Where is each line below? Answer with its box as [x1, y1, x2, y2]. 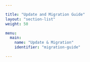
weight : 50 [5, 21, 28, 26]
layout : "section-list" [5, 16, 56, 22]
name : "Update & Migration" [14, 40, 74, 45]
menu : [5, 30, 17, 36]
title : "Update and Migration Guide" [5, 12, 85, 17]
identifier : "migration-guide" [14, 45, 81, 50]
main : [10, 35, 22, 41]
